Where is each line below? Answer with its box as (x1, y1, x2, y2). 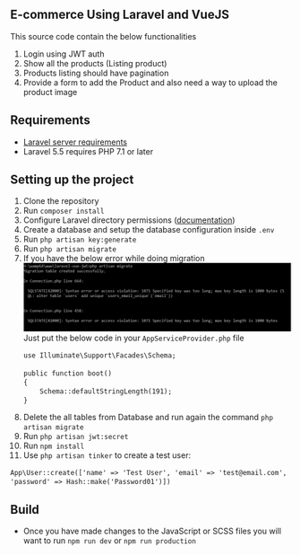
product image (22, 86, 78, 97)
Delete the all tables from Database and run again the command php (22, 412, 274, 423)
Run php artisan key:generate (22, 233, 137, 245)
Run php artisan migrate (22, 243, 117, 254)
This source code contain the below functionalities (10, 31, 197, 41)
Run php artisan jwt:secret (22, 431, 129, 442)
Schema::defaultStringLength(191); (39, 387, 173, 396)
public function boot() (22, 369, 113, 378)
